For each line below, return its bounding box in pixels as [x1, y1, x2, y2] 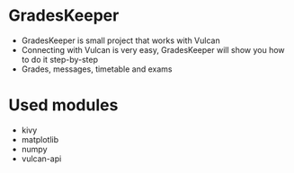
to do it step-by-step [21, 54, 99, 65]
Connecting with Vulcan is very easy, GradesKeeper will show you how [21, 44, 285, 55]
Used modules [8, 95, 119, 116]
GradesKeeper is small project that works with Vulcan [21, 35, 221, 46]
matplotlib [21, 134, 59, 144]
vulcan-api [21, 153, 62, 164]
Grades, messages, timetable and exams [21, 64, 173, 74]
